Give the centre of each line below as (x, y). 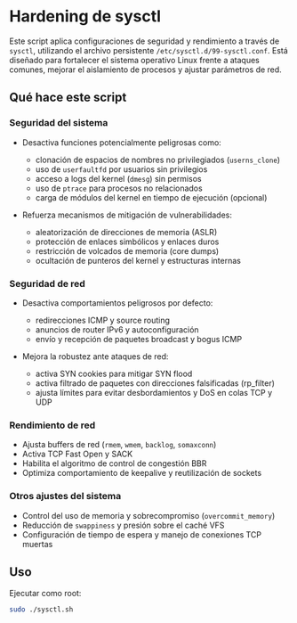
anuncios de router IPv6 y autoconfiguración (117, 329)
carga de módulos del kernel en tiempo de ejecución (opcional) (151, 197)
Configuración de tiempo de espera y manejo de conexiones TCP (142, 534)
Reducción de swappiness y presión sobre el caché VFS (123, 525)
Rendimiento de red (52, 425)
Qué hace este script (68, 98)
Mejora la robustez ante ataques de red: (95, 356)
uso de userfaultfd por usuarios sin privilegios (121, 169)
